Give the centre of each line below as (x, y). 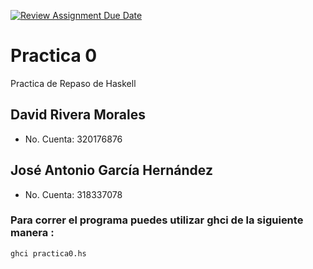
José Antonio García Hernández (111, 170)
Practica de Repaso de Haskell (73, 83)
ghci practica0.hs (48, 253)
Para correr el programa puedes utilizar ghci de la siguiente (157, 220)
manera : (32, 233)
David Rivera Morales (78, 115)
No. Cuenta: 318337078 (73, 194)
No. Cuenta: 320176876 (73, 139)
